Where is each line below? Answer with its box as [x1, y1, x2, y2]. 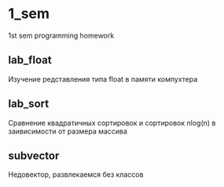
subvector [8, 148, 60, 162]
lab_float [8, 53, 53, 67]
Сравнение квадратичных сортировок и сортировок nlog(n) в [8, 118, 216, 127]
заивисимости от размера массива [8, 126, 128, 136]
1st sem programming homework [8, 31, 115, 40]
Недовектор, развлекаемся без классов [8, 170, 144, 179]
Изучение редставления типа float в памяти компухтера [8, 74, 198, 83]
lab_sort [8, 97, 50, 111]
